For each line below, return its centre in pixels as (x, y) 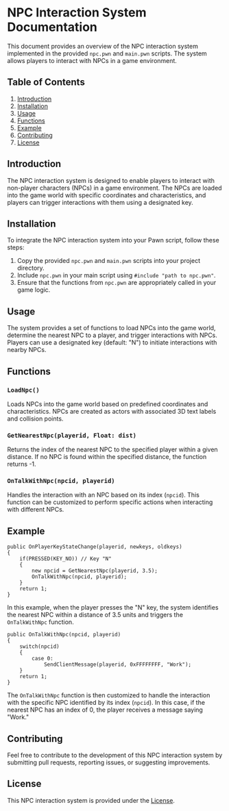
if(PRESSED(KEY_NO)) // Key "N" (65, 559)
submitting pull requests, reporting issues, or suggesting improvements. (109, 762)
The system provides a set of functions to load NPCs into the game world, (111, 328)
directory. (31, 268)
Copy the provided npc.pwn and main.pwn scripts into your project (109, 261)
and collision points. (35, 419)
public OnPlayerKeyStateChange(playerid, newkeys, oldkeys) (95, 547)
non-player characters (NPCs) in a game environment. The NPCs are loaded (114, 188)
